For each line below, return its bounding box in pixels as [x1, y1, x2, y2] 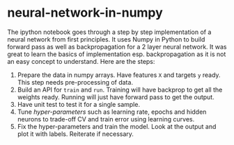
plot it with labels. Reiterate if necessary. [17, 130, 134, 138]
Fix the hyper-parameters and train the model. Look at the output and [17, 122, 217, 130]
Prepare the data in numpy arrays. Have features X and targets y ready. [17, 71, 221, 79]
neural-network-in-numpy [7, 5, 164, 21]
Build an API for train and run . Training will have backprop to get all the [17, 85, 223, 94]
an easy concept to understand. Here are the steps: [7, 57, 155, 65]
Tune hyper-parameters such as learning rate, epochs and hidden [17, 108, 207, 116]
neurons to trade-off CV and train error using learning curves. [17, 114, 195, 123]
